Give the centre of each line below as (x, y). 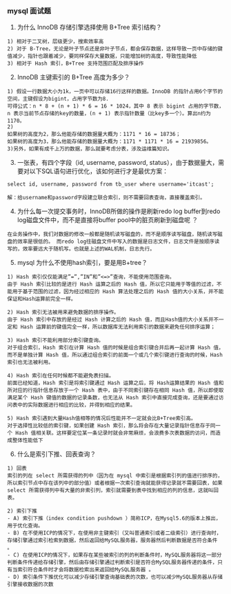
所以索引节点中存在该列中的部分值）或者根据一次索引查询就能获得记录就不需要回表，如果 (115, 483)
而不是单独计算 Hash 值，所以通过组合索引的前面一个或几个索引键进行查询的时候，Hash (115, 355)
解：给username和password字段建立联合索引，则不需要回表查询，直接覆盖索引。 (106, 198)
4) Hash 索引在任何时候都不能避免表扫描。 (61, 376)
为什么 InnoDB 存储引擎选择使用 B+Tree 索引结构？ (89, 27)
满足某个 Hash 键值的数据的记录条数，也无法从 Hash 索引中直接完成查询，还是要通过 (113, 398)
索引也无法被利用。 (30, 363)
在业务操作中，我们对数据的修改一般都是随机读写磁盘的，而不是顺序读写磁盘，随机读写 (112, 235)
